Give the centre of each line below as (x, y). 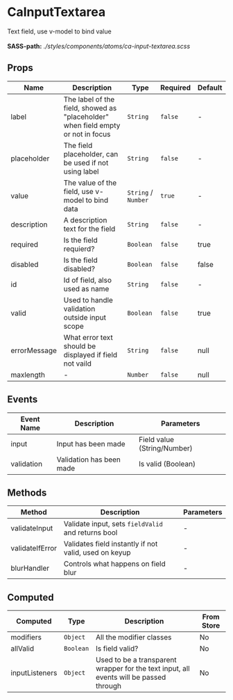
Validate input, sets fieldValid (113, 524)
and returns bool (90, 532)
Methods (27, 493)
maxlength (28, 375)
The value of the (90, 183)
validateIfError (34, 548)
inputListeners (34, 673)
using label (81, 171)
